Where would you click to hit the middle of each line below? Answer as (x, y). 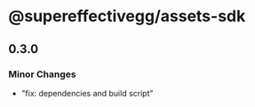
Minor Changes (42, 74)
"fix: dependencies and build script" (87, 93)
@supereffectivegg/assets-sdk (127, 16)
